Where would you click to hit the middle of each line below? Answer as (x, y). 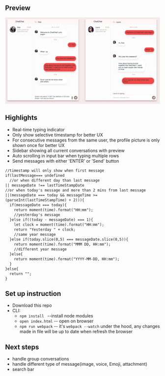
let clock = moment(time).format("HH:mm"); (59, 225)
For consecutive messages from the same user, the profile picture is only (86, 140)
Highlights (21, 118)
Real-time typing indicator (39, 129)
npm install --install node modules (56, 316)
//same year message (35, 234)
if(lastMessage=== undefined (35, 175)
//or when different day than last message (55, 180)
